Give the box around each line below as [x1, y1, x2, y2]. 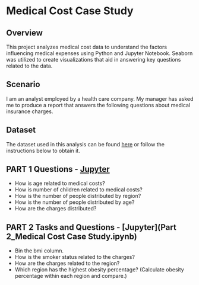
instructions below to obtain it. [6, 147, 80, 154]
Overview [6, 28, 43, 38]
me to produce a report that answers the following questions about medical [6, 101, 191, 108]
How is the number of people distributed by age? [14, 198, 135, 206]
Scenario [6, 79, 40, 89]
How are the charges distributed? [14, 205, 97, 212]
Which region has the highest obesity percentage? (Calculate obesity [14, 266, 184, 273]
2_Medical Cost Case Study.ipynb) [6, 231, 138, 241]
